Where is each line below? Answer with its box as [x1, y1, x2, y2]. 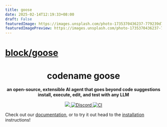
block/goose [5, 47, 59, 59]
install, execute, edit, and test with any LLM [38, 92, 129, 98]
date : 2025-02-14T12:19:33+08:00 [5, 12, 75, 17]
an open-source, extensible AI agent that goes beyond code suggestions [6, 87, 161, 93]
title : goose [5, 7, 32, 12]
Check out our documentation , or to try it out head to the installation [5, 112, 145, 118]
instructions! [5, 117, 31, 123]
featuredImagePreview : [5, 26, 52, 31]
